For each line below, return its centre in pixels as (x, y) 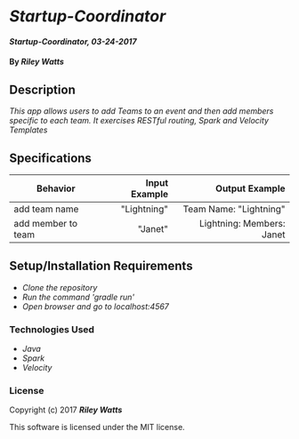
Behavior (56, 188)
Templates (28, 130)
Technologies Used (52, 329)
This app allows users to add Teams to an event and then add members (141, 111)
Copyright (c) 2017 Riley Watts (66, 410)
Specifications (50, 158)
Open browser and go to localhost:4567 (95, 306)
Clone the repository (60, 287)
